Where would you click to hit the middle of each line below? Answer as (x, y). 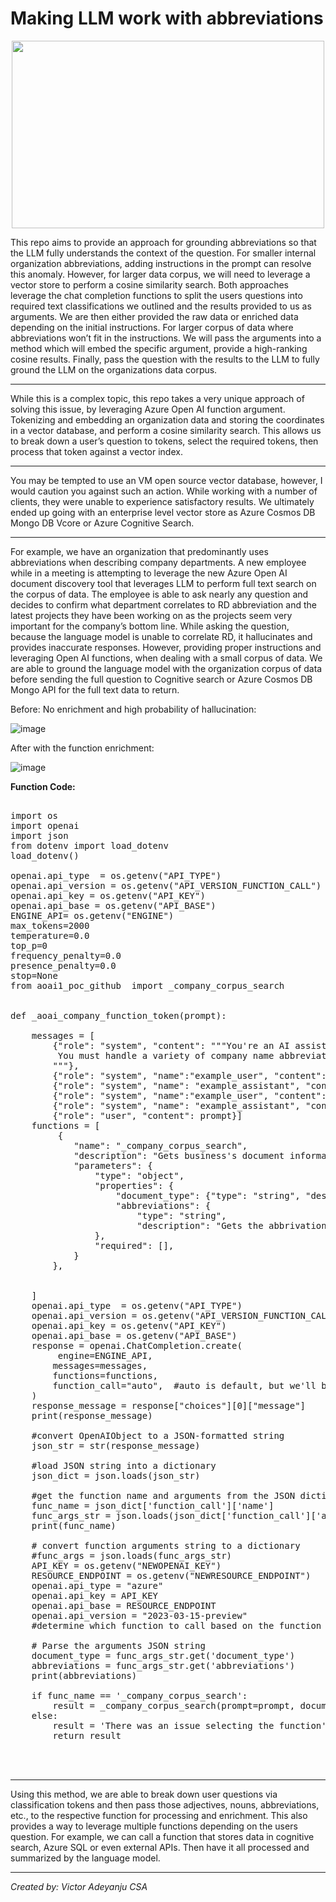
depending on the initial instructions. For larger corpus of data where (152, 327)
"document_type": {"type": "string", (208, 1195)
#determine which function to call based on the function (176, 1625)
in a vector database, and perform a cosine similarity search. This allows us (166, 430)
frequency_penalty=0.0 (66, 955)
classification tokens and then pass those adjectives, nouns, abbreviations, (165, 1804)
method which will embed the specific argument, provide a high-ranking (159, 348)
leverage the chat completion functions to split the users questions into (156, 295)
